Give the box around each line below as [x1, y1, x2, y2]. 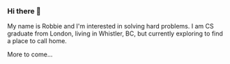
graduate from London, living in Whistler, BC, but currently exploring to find [7, 29, 223, 38]
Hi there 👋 [7, 6, 42, 16]
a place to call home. [7, 37, 68, 45]
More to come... [7, 50, 53, 58]
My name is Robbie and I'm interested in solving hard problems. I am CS [7, 22, 214, 31]
